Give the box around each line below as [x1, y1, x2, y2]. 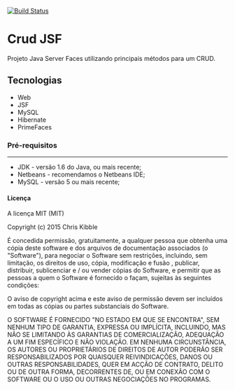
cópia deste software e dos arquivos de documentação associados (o [7, 244, 208, 252]
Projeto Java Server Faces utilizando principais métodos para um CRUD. [7, 54, 215, 62]
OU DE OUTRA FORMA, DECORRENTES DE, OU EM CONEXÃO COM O [7, 368, 211, 376]
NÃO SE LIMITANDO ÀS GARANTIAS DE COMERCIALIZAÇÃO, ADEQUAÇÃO [7, 330, 225, 339]
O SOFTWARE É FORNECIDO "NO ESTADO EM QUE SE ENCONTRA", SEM [7, 316, 220, 324]
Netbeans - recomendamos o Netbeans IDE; [17, 170, 145, 179]
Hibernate [17, 116, 47, 124]
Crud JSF [7, 32, 62, 47]
